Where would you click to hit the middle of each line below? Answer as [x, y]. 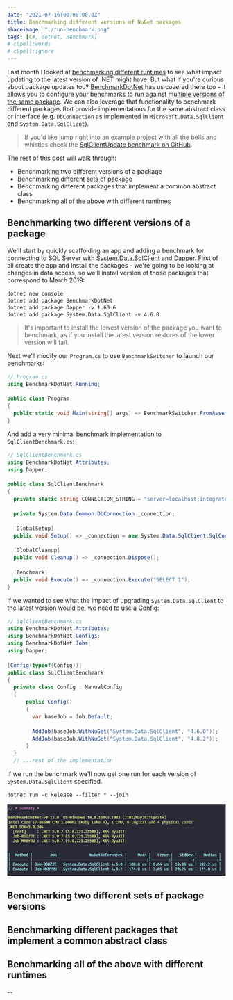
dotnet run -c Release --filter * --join [68, 795]
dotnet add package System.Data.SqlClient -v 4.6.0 [83, 314]
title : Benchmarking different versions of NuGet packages [94, 22]
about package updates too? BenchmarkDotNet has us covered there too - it [116, 87]
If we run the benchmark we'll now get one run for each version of [102, 774]
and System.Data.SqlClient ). [48, 124]
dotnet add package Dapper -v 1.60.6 [62, 307]
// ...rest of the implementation [63, 761]
